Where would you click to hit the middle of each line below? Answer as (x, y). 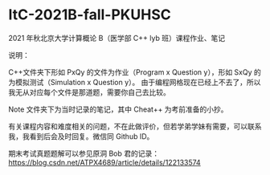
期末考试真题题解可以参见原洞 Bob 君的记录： (84, 153)
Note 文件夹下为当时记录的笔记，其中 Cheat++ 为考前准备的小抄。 (118, 109)
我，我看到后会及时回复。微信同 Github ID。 (81, 136)
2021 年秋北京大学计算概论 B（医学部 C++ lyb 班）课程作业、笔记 (117, 38)
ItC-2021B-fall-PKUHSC (90, 15)
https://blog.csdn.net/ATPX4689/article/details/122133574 (104, 162)
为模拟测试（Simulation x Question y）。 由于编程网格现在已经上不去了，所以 (135, 82)
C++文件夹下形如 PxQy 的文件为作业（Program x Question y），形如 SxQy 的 (135, 72)
